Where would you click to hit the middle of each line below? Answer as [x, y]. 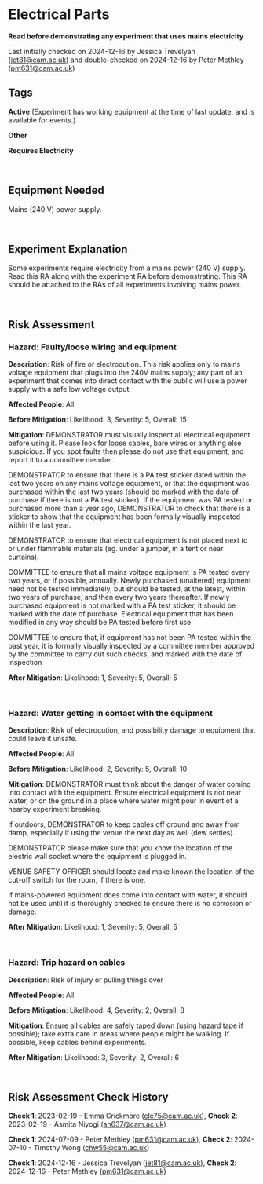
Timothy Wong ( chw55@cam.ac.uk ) [91, 1148]
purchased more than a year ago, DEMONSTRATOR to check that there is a [130, 509]
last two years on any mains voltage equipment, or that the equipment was [129, 484]
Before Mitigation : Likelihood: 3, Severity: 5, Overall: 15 [97, 420]
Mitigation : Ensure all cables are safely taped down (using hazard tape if [126, 1025]
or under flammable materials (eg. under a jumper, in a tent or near [116, 549]
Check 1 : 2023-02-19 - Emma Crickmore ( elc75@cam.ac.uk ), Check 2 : [123, 1116]
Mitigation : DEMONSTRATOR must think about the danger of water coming [130, 784]
